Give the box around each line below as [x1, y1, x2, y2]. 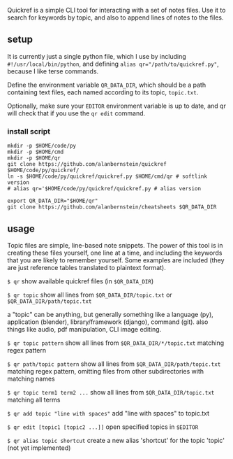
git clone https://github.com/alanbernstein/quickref [7, 161, 167, 168]
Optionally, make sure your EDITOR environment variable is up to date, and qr [7, 101, 227, 110]
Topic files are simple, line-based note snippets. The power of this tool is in [7, 241, 223, 249]
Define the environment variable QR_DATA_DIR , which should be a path [7, 80, 206, 89]
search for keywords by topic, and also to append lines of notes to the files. [7, 13, 224, 22]
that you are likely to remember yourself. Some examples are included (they [7, 255, 225, 264]
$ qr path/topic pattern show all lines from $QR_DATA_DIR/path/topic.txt [7, 360, 221, 368]
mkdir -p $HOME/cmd [7, 148, 64, 156]
